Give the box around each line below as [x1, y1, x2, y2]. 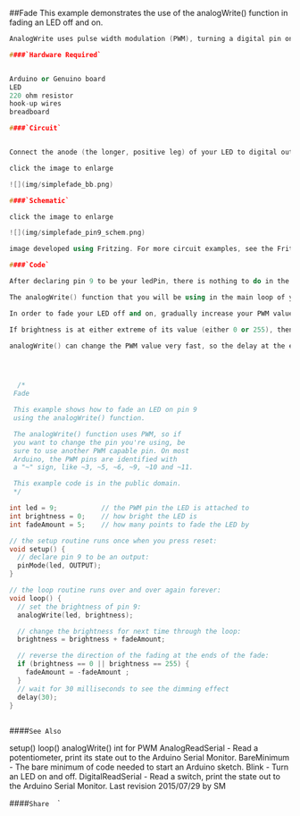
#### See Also [9, 726, 62, 736]
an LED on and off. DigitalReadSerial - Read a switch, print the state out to [9, 771, 281, 782]
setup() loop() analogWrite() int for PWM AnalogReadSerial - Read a [9, 743, 259, 753]
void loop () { [9, 593, 62, 602]
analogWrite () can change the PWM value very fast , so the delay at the [9, 341, 286, 350]
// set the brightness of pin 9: [17, 602, 142, 611]
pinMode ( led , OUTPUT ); [17, 561, 102, 570]
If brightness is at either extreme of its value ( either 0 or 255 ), [9, 325, 274, 334]
